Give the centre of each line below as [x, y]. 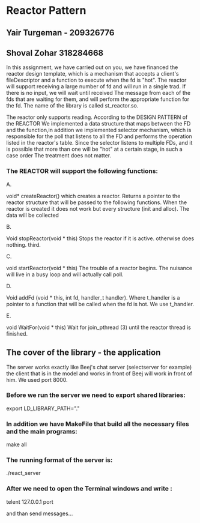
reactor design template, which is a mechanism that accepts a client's [92, 74]
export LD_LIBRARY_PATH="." [43, 408]
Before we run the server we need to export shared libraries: [96, 395]
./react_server [23, 473]
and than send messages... [40, 513]
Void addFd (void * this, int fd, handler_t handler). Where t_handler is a [93, 297]
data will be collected [32, 215]
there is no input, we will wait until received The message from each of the [98, 93]
